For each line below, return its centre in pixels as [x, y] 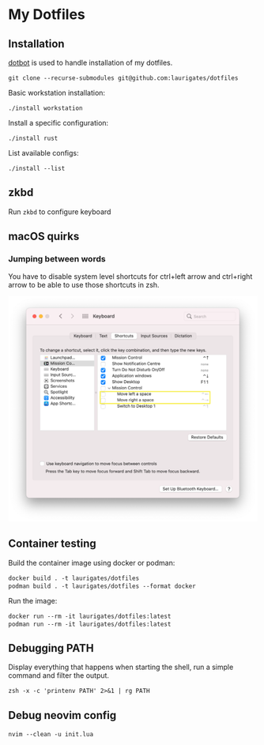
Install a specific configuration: [58, 123]
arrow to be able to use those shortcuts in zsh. [84, 284]
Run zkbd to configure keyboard [60, 212]
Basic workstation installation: [57, 93]
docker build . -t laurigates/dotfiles [74, 578]
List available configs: [43, 153]
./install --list [37, 168]
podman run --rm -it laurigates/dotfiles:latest [90, 624]
